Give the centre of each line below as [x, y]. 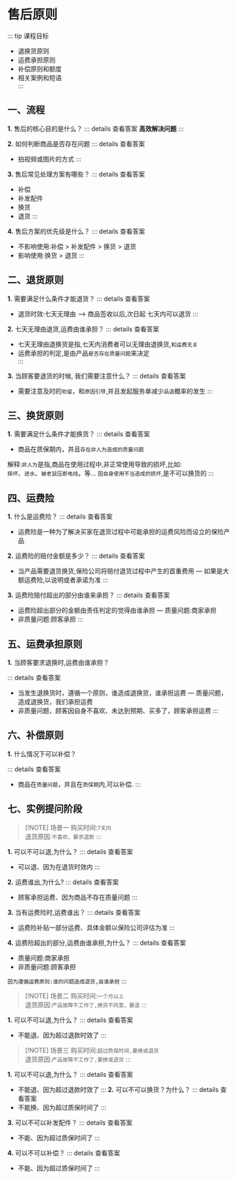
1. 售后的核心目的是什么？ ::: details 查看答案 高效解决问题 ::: [95, 129]
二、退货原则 [36, 280]
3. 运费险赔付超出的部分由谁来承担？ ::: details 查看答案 [89, 595]
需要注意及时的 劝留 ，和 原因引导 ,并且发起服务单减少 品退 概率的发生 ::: [115, 391]
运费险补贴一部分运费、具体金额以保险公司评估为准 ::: [96, 927]
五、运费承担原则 [45, 644]
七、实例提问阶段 [45, 809]
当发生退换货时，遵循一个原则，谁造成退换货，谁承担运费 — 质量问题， [122, 693]
